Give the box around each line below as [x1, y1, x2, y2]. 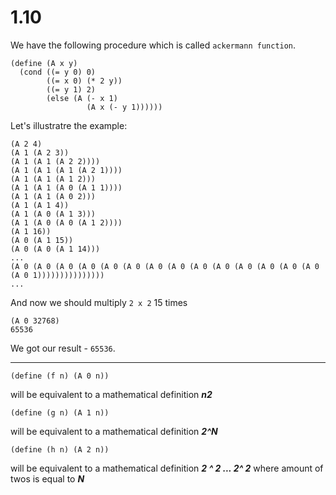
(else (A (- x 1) [46, 93, 118, 103]
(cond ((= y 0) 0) [19, 67, 97, 77]
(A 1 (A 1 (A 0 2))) [10, 191, 97, 201]
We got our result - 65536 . [10, 342, 116, 354]
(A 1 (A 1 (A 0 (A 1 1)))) [10, 182, 123, 193]
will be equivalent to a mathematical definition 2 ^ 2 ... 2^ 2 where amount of [10, 462, 324, 474]
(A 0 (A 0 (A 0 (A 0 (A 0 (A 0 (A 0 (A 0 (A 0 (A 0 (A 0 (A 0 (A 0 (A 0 [10, 261, 320, 271]
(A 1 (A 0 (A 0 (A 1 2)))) [10, 217, 123, 228]
